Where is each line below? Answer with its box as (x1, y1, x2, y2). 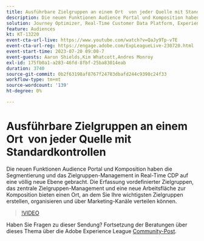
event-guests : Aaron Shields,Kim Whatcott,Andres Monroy (6, 54, 154, 60)
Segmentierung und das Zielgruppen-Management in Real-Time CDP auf (6, 171, 188, 179)
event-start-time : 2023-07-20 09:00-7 (6, 49, 104, 55)
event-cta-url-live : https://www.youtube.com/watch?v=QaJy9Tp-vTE (6, 37, 178, 43)
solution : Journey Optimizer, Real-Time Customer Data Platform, (6, 20, 175, 26)
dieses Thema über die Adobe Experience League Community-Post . (6, 227, 177, 234)
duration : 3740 (6, 65, 45, 72)
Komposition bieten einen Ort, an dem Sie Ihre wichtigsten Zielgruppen (6, 191, 183, 198)
